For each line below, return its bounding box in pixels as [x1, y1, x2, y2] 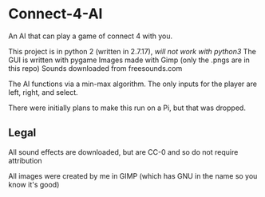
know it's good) [8, 179, 60, 189]
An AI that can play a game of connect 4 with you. [8, 31, 173, 41]
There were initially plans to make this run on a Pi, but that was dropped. [8, 103, 246, 112]
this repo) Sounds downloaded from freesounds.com [8, 63, 183, 73]
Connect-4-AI [8, 5, 103, 23]
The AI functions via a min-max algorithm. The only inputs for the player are [8, 79, 258, 89]
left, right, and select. [8, 87, 78, 97]
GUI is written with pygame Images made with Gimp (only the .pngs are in [8, 55, 250, 65]
